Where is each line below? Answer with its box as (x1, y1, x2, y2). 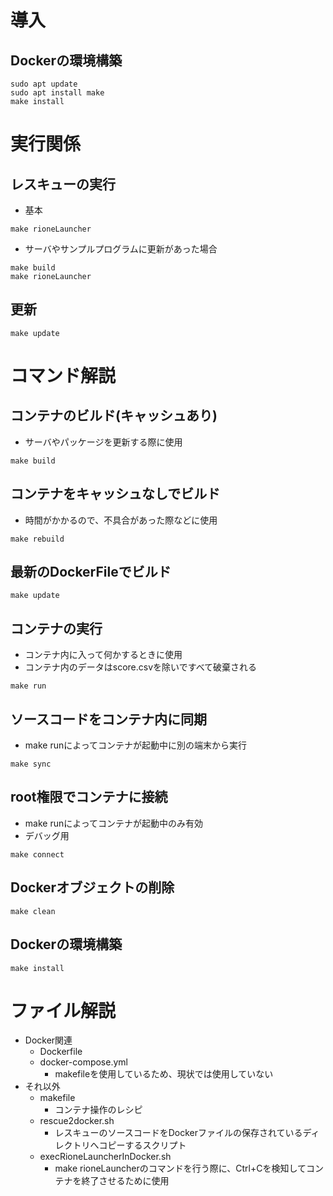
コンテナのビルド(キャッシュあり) (10, 407, 218, 425)
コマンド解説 (10, 365, 117, 387)
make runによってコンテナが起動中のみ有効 (24, 817, 204, 829)
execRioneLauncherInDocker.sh (39, 1151, 172, 1163)
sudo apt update (10, 79, 78, 89)
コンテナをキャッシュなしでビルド (10, 486, 221, 503)
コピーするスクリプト (98, 1139, 187, 1151)
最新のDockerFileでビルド (10, 564, 172, 581)
